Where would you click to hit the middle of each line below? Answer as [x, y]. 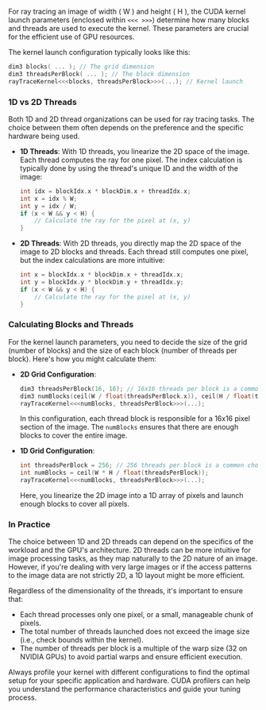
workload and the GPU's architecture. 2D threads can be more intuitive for [130, 550]
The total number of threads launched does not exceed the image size [135, 631]
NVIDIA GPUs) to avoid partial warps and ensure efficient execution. [131, 657]
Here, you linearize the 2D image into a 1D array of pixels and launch [131, 496]
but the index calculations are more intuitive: [92, 260]
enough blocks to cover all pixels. [74, 504]
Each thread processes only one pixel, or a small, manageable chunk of [137, 615]
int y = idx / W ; [48, 206]
